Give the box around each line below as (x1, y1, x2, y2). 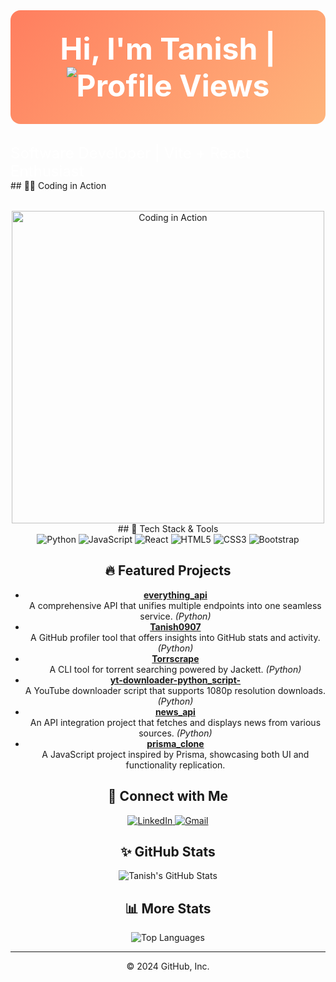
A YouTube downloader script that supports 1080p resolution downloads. (24, 684, 326, 696)
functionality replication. (125, 759, 226, 771)
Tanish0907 (149, 620, 202, 633)
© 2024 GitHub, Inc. (126, 960, 210, 973)
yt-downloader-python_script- (109, 674, 242, 686)
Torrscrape (151, 652, 200, 664)
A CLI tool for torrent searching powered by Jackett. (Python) (49, 663, 302, 675)
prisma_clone (146, 737, 205, 749)
